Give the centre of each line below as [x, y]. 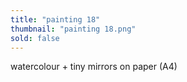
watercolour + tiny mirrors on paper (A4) [94, 67]
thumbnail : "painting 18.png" [73, 29]
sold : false [35, 38]
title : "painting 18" [55, 19]
